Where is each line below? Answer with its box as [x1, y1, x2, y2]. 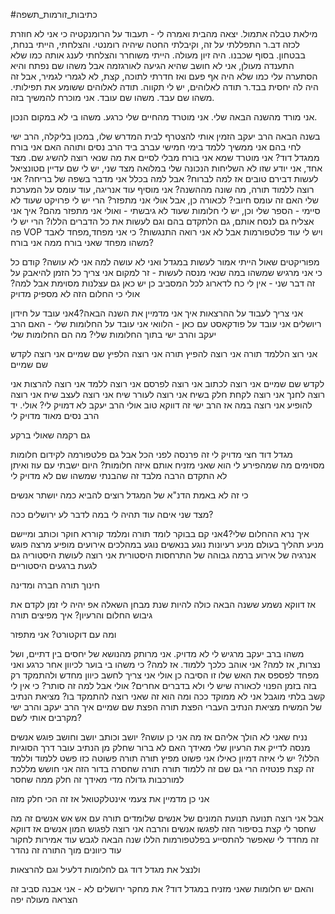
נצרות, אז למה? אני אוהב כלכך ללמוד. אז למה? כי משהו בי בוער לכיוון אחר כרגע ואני [10, 659, 321, 670]
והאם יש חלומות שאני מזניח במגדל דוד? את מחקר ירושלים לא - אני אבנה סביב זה [10, 883, 315, 894]
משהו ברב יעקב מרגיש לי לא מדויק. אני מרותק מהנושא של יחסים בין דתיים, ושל [10, 648, 305, 659]
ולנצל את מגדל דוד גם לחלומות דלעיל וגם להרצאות [10, 864, 201, 875]
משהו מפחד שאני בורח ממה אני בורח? [10, 237, 154, 248]
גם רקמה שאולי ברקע [10, 429, 91, 441]
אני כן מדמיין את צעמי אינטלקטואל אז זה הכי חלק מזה [10, 793, 210, 804]
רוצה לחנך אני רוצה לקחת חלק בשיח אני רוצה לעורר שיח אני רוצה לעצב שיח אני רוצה [10, 389, 325, 400]
